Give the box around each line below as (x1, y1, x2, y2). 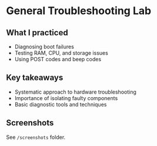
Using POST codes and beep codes (14, 56, 102, 62)
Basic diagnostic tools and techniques (14, 101, 107, 108)
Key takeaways (6, 72, 64, 83)
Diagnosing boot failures (14, 43, 75, 50)
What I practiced (6, 28, 69, 38)
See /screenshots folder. (6, 134, 66, 141)
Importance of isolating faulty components (14, 94, 118, 101)
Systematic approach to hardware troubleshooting (14, 88, 137, 95)
